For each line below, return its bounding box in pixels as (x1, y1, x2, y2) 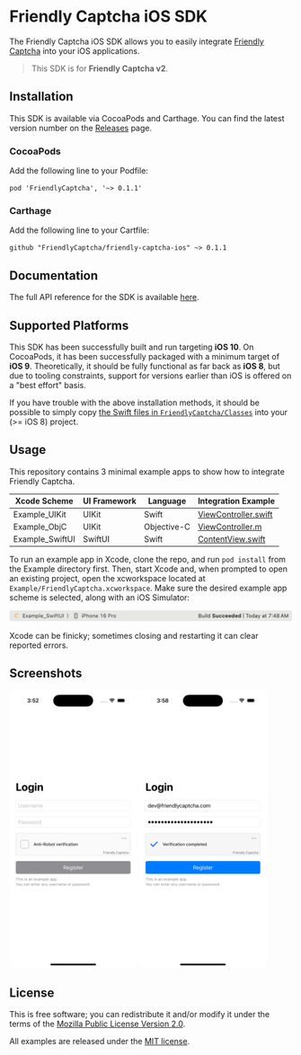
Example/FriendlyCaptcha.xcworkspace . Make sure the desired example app (9, 582, 288, 593)
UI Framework (82, 496, 137, 507)
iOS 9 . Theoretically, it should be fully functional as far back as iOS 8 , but (9, 360, 280, 371)
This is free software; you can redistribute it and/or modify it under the (9, 1009, 270, 1020)
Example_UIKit (13, 509, 66, 519)
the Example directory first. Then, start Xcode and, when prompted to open (9, 563, 288, 574)
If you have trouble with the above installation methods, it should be (9, 397, 261, 408)
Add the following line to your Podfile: (9, 165, 148, 176)
